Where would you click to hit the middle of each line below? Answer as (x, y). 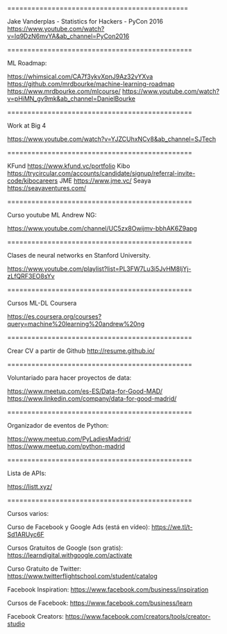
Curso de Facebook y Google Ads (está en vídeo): (79, 527)
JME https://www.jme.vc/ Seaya (105, 181)
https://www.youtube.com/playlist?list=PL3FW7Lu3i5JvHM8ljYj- (99, 269)
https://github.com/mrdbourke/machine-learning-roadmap (91, 84)
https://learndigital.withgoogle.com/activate (70, 555)
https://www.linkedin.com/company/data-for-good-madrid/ (92, 399)
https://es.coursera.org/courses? (54, 316)
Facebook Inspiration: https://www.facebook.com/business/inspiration (108, 590)
